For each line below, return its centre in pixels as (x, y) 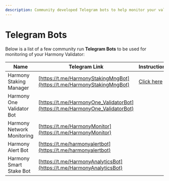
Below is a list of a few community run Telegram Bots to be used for (76, 49)
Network (18, 129)
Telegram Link (86, 67)
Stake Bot (19, 171)
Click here (151, 81)
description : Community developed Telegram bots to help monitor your (81, 10)
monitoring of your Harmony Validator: (45, 54)
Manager (18, 88)
